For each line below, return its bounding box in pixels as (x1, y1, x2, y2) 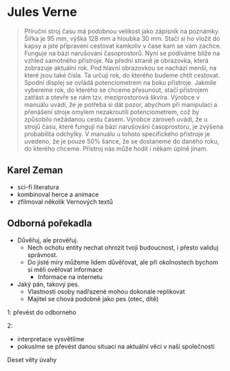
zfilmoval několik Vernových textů (17, 198, 114, 206)
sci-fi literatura (17, 182, 60, 191)
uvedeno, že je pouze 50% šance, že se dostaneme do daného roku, (23, 137, 220, 145)
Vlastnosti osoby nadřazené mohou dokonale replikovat (27, 287, 185, 296)
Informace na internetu (37, 272, 103, 280)
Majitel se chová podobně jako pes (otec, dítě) (27, 294, 159, 303)
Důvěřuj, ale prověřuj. (17, 236, 79, 244)
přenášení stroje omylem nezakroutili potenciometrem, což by (23, 108, 200, 116)
